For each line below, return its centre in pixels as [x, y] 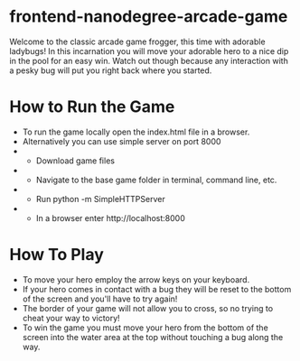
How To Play [56, 255]
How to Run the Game [92, 107]
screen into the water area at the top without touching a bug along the [153, 337]
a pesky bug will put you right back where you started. [111, 70]
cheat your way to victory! [71, 318]
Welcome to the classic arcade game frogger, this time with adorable [137, 42]
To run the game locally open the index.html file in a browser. [136, 132]
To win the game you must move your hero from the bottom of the [145, 328]
